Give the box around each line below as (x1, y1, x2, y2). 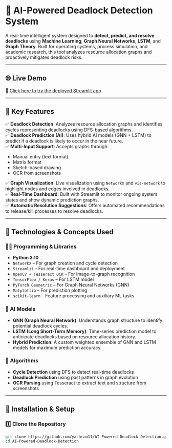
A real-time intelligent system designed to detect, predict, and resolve (5, 32, 155, 38)
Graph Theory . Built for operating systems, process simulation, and (5, 43, 148, 49)
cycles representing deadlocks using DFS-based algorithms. (5, 127, 133, 133)
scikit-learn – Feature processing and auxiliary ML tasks (12, 293, 135, 299)
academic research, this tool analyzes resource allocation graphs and (5, 49, 152, 55)
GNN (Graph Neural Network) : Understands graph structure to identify (12, 317, 163, 323)
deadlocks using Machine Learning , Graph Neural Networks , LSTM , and (5, 38, 161, 44)
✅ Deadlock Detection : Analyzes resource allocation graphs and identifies (5, 120, 163, 127)
